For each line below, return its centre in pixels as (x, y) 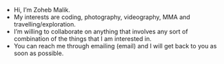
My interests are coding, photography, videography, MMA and (102, 17)
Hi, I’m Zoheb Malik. (42, 10)
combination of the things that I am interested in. (82, 39)
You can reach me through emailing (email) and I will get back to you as (115, 46)
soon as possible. (39, 53)
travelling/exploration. (44, 24)
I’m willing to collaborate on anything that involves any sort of (101, 31)
